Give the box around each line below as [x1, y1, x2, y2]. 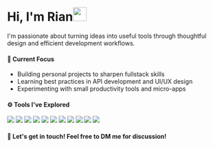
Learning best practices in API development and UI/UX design [16, 78, 193, 86]
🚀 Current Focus [7, 55, 55, 63]
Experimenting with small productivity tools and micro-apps [16, 84, 186, 93]
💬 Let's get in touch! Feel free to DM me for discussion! [7, 132, 167, 140]
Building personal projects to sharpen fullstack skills [16, 70, 165, 78]
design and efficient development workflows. [7, 38, 135, 47]
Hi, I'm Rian [7, 9, 74, 25]
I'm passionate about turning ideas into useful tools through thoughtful [7, 32, 207, 40]
